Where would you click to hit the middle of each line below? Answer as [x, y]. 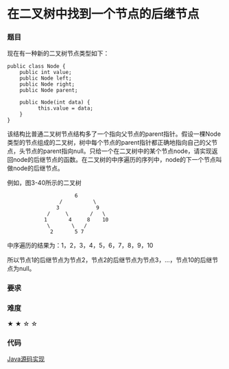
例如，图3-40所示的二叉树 [44, 183]
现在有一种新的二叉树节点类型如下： [58, 53]
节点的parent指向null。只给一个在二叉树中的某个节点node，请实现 [119, 151]
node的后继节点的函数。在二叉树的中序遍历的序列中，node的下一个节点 [114, 160]
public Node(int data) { [55, 103]
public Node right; [47, 84]
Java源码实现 [26, 359]
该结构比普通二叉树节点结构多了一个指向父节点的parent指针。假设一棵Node [114, 134]
